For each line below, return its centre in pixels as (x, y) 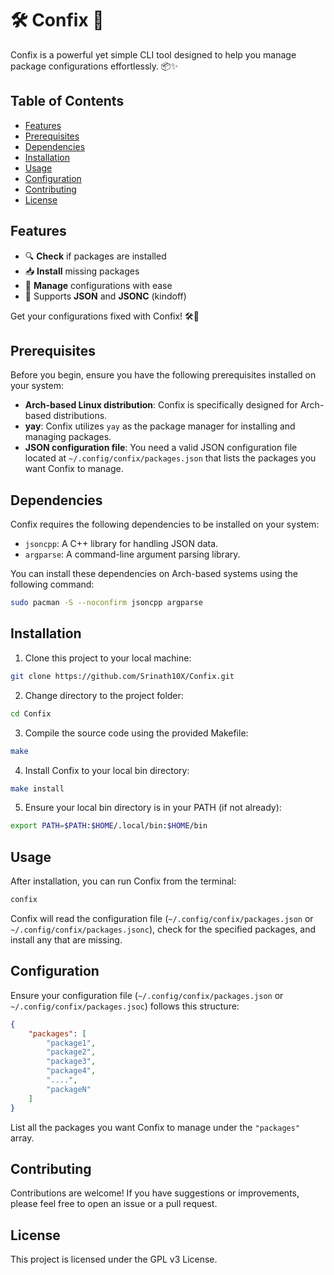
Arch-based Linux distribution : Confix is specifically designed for (161, 405)
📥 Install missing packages (82, 271)
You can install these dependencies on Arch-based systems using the (154, 574)
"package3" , (71, 1062)
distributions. (80, 416)
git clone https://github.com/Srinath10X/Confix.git (122, 676)
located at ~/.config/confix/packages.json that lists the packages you (170, 458)
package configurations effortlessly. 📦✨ (94, 66)
